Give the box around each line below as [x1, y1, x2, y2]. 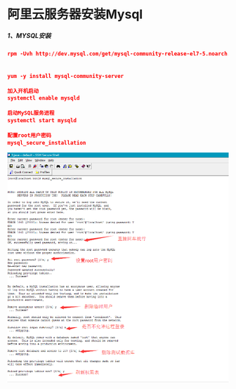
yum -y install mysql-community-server [7, 72, 124, 79]
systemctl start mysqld [7, 117, 77, 124]
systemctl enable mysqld [7, 95, 80, 102]
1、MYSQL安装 [7, 31, 51, 39]
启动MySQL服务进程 [7, 110, 55, 117]
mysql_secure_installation [7, 139, 86, 146]
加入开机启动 [7, 87, 39, 95]
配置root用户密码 [7, 131, 51, 139]
